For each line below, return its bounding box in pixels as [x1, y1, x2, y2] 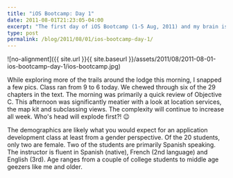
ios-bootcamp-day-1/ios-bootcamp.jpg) [7, 62, 121, 71]
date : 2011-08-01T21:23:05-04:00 [7, 17, 104, 24]
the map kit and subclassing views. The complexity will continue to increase [7, 105, 224, 114]
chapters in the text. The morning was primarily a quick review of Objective [7, 91, 222, 99]
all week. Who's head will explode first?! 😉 [7, 112, 130, 121]
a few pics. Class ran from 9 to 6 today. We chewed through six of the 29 [7, 83, 216, 91]
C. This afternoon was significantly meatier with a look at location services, [7, 98, 222, 106]
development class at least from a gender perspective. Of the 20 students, [7, 133, 221, 142]
